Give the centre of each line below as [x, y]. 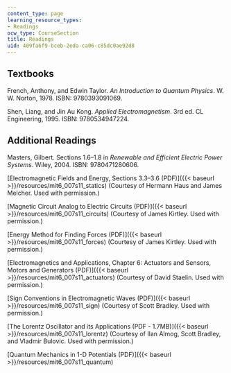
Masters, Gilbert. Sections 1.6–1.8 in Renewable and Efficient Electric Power [115, 157]
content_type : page [35, 14]
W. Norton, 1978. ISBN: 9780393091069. [65, 98]
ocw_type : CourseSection [43, 33]
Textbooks [31, 74]
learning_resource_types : [44, 20]
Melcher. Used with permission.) [53, 193]
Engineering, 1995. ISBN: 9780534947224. [68, 119]
